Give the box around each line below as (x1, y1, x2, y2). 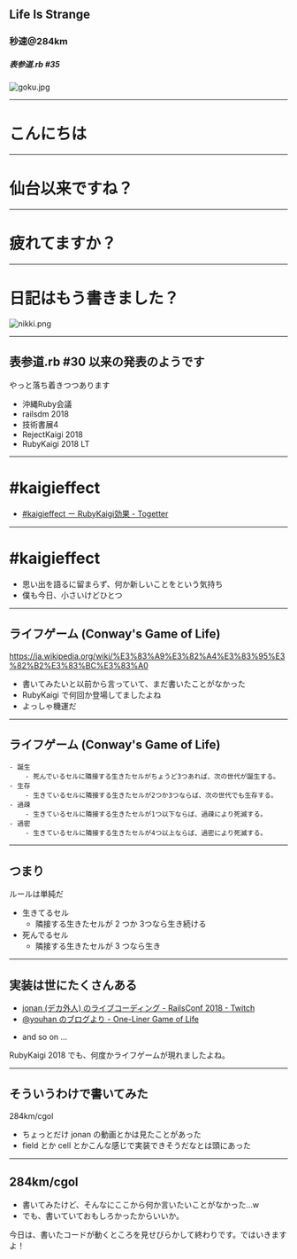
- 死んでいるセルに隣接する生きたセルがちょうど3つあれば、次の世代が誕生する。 (25, 772, 280, 781)
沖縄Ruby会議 (21, 398, 72, 409)
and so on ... (21, 1031, 68, 1042)
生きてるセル (21, 908, 69, 919)
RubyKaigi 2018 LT (21, 438, 90, 449)
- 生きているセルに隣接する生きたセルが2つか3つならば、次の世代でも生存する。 (25, 791, 278, 801)
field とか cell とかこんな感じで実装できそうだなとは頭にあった (21, 1139, 252, 1151)
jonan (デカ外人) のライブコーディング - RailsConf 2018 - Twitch (21, 1002, 255, 1013)
